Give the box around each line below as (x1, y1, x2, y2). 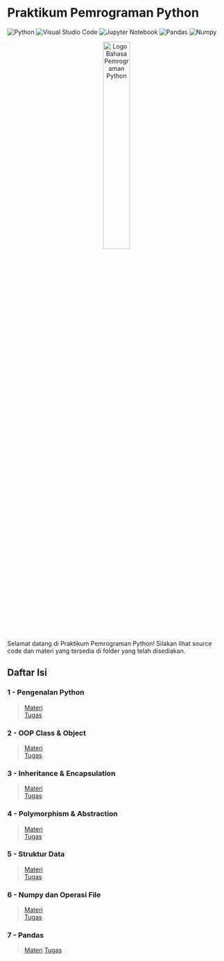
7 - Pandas (7, 930, 44, 940)
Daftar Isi (7, 667, 47, 679)
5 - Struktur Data (7, 849, 65, 859)
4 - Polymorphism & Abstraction (7, 809, 118, 819)
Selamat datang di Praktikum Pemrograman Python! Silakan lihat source (7, 639, 212, 647)
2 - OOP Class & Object (7, 728, 87, 738)
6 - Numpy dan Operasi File (7, 890, 101, 899)
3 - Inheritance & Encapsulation (7, 768, 116, 778)
